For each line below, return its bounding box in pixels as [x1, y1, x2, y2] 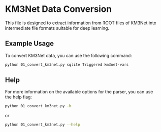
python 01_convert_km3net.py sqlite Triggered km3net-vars [5, 62, 129, 67]
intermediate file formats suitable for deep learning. [5, 25, 110, 31]
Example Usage [5, 40, 54, 48]
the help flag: [5, 94, 32, 100]
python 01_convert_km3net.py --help [5, 122, 80, 127]
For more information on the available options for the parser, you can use [5, 89, 153, 95]
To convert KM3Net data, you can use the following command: [5, 52, 132, 58]
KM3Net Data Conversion [5, 3, 112, 15]
